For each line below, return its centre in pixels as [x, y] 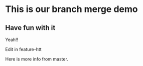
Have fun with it [30, 28]
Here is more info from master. [37, 59]
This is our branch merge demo [71, 9]
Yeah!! [12, 39]
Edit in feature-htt [23, 49]
